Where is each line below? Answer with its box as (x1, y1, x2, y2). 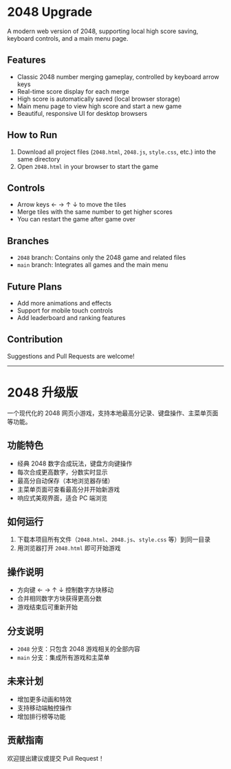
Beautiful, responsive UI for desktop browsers (16, 109, 148, 117)
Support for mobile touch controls (16, 306, 113, 314)
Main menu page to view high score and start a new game (16, 101, 182, 110)
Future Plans (7, 281, 63, 292)
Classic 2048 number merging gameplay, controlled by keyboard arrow (16, 72, 220, 81)
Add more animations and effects (16, 299, 112, 307)
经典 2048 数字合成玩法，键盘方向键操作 (16, 459, 133, 468)
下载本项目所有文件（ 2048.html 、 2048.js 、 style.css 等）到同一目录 (16, 535, 211, 543)
